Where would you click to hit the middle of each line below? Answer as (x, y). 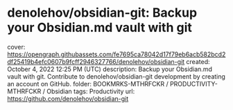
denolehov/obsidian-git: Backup (102, 13)
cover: (16, 47)
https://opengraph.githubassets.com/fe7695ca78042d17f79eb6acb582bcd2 (116, 54)
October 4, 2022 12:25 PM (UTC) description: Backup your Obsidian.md (110, 69)
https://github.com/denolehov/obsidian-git (68, 98)
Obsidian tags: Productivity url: (90, 91)
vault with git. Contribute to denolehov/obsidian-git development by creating (116, 76)
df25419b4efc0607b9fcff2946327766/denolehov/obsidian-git (96, 61)
